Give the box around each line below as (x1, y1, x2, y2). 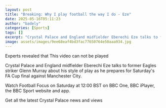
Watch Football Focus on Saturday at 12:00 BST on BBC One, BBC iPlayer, (5, 82, 155, 88)
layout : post (5, 7, 32, 12)
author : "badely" (5, 21, 41, 26)
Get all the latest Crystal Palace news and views (5, 97, 103, 103)
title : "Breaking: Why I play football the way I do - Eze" (5, 12, 132, 17)
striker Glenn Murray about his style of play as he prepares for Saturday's (5, 68, 155, 73)
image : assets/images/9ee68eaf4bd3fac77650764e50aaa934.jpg (5, 39, 132, 44)
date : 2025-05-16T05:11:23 (5, 16, 61, 21)
